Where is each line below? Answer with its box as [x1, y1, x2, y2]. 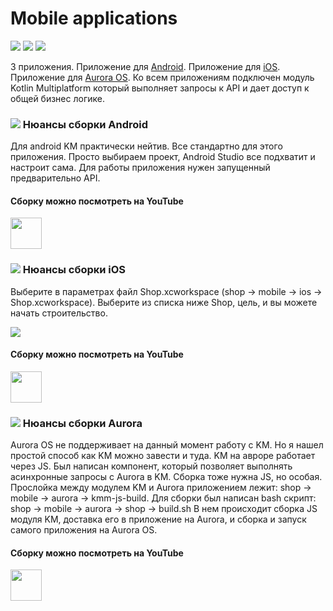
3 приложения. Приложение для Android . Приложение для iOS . [10, 60, 281, 72]
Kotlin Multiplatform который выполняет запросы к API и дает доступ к [10, 82, 310, 94]
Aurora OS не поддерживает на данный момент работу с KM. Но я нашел [10, 439, 324, 451]
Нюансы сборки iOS [22, 263, 127, 277]
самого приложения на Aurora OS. [10, 524, 158, 536]
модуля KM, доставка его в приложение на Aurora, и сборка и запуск [10, 513, 307, 526]
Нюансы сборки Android [22, 117, 149, 131]
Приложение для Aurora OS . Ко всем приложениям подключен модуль [10, 71, 315, 83]
